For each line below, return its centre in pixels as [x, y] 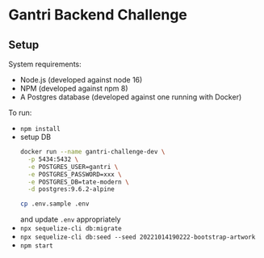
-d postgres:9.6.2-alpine [71, 189]
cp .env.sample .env [54, 204]
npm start [37, 246]
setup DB [35, 137]
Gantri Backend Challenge [98, 15]
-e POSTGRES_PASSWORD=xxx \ [75, 174]
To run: [20, 112]
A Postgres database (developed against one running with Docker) [131, 97]
